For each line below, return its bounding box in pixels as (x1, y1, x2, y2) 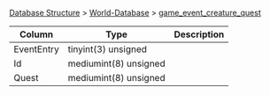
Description (174, 28, 225, 40)
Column (19, 28, 54, 40)
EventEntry (13, 43, 59, 55)
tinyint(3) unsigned (67, 43, 148, 55)
